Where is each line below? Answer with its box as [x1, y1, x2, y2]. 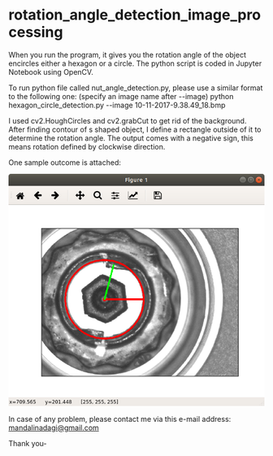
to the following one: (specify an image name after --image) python [8, 91, 234, 101]
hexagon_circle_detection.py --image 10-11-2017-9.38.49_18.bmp [8, 100, 226, 110]
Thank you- [8, 438, 47, 448]
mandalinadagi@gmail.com [8, 423, 99, 432]
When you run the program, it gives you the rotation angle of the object [8, 50, 246, 59]
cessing [8, 23, 63, 41]
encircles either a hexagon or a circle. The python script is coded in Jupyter [8, 59, 262, 68]
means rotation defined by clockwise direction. [8, 141, 166, 151]
